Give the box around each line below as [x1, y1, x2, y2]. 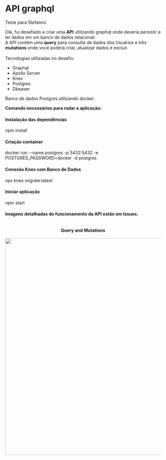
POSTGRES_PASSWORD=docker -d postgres [5, 155, 97, 161]
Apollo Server [12, 70, 41, 76]
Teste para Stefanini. [5, 19, 47, 25]
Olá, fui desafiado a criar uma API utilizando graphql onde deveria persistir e [5, 29, 161, 35]
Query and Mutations [61, 227, 105, 233]
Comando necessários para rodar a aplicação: [5, 105, 102, 111]
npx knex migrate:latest [5, 177, 53, 183]
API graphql [5, 3, 54, 14]
